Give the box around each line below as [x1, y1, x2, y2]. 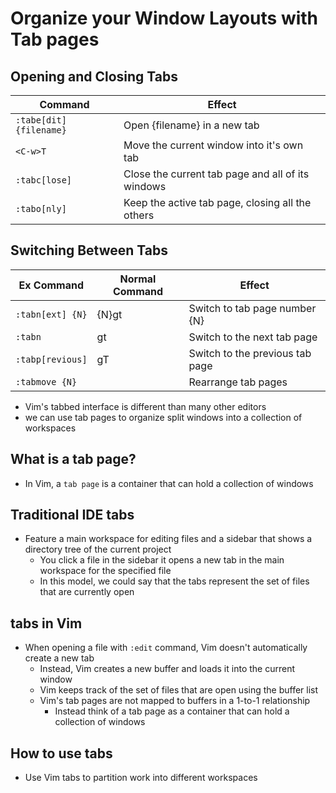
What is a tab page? [10, 451, 137, 468]
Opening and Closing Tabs [10, 68, 179, 85]
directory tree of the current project [24, 543, 172, 556]
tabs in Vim [10, 615, 83, 632]
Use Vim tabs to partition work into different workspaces [24, 772, 258, 784]
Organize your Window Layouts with [10, 7, 319, 30]
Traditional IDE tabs [10, 507, 135, 524]
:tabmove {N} [15, 376, 78, 387]
